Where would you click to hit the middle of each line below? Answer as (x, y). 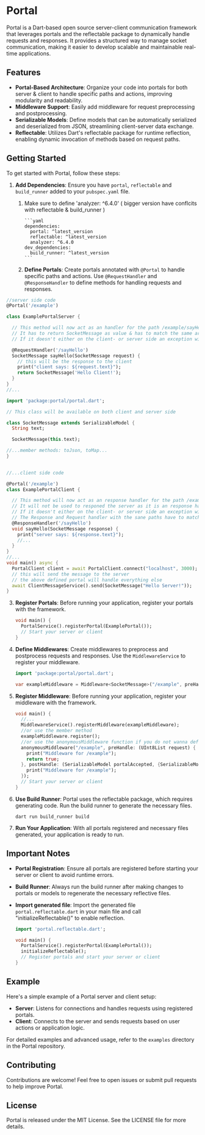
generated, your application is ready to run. (70, 834)
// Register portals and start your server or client (91, 957)
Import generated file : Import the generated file (75, 905)
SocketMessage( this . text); (46, 440)
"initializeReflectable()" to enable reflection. (70, 918)
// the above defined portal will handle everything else (87, 580)
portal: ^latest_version (61, 231)
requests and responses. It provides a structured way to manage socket (97, 40)
